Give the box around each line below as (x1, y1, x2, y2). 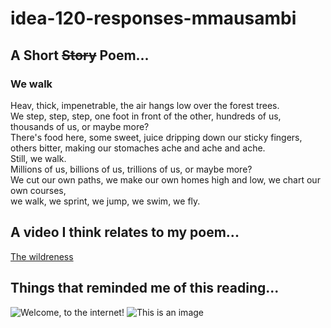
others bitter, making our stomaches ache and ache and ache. (10, 142, 266, 154)
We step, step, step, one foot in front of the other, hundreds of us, (10, 110, 282, 122)
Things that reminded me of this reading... (10, 280, 280, 297)
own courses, (10, 184, 67, 196)
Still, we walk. (10, 152, 67, 164)
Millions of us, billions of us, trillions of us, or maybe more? (10, 163, 253, 175)
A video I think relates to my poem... (10, 224, 240, 241)
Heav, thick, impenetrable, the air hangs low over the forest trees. (10, 99, 280, 111)
